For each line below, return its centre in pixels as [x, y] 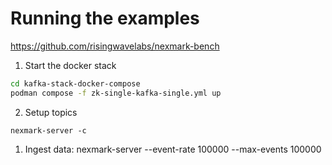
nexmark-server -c [48, 130]
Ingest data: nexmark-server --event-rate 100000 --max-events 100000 [173, 149]
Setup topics [51, 112]
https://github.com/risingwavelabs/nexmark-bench [115, 46]
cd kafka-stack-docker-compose [75, 83]
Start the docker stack [70, 65]
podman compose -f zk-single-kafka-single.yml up [116, 93]
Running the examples [105, 18]
